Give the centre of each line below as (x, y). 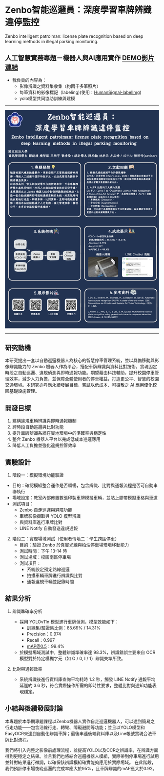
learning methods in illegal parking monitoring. (52, 41)
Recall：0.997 (41, 640)
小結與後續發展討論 (34, 709)
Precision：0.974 (44, 634)
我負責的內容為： (29, 80)
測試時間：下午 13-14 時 (43, 551)
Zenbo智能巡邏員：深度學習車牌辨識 (78, 10)
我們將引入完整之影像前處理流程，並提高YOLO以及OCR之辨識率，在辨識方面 (82, 750)
